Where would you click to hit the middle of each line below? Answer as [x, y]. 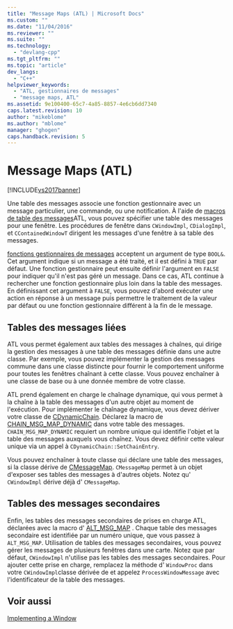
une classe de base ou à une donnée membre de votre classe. [96, 381]
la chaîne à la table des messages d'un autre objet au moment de [101, 402]
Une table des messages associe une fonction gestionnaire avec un [104, 204]
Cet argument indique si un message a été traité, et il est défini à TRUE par [112, 261]
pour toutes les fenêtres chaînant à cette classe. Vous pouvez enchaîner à [113, 374]
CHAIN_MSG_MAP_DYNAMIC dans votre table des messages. [96, 424]
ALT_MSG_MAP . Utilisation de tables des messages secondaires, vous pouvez [114, 542]
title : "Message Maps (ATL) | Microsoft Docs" [76, 14]
